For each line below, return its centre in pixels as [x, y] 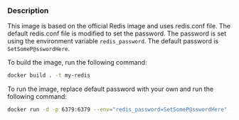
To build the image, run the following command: [77, 62]
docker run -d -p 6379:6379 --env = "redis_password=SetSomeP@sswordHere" [117, 110]
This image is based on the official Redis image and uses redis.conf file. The [119, 26]
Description [28, 11]
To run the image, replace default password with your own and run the [111, 89]
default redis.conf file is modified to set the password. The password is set [117, 33]
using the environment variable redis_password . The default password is [113, 41]
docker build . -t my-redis [49, 76]
